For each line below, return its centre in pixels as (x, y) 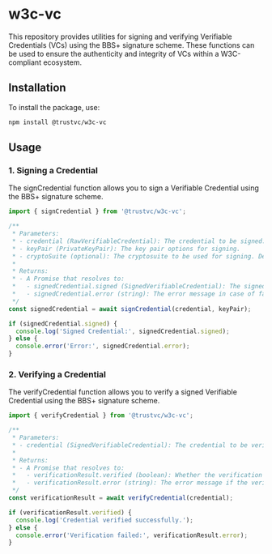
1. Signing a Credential (53, 170)
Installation (37, 88)
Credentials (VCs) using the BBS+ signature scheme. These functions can (132, 45)
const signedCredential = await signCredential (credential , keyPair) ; (130, 309)
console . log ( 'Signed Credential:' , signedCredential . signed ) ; (123, 331)
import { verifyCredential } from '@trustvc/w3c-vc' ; (101, 415)
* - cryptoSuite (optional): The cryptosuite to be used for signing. (133, 256)
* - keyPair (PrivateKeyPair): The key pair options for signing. (126, 249)
